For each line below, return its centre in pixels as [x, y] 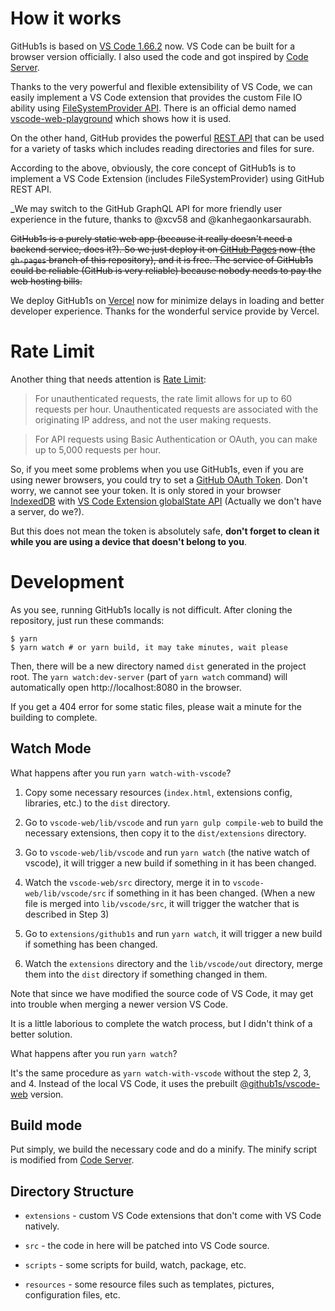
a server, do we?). [47, 511]
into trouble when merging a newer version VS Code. [119, 1004]
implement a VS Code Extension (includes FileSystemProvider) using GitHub [167, 178]
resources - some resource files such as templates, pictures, [149, 1284]
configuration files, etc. [72, 1295]
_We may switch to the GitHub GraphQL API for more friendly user [146, 208]
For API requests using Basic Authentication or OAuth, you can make [176, 439]
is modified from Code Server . [72, 1160]
